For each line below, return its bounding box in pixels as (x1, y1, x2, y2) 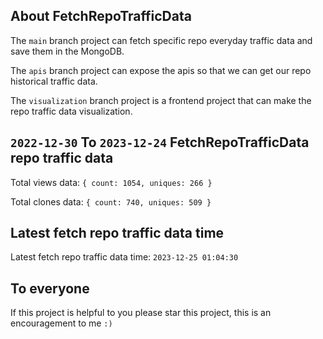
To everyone (10, 280, 90, 297)
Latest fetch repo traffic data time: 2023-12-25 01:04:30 (10, 251, 239, 263)
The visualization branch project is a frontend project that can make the (10, 94, 312, 106)
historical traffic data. (10, 75, 98, 87)
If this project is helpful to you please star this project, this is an (10, 307, 272, 319)
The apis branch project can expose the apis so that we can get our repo (10, 64, 312, 76)
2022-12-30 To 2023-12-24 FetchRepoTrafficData (10, 134, 310, 151)
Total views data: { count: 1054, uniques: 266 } (10, 176, 213, 188)
